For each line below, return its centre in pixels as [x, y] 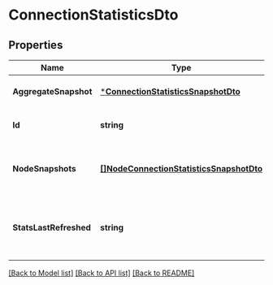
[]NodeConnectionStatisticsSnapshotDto [182, 168]
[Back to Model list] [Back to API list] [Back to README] [102, 273]
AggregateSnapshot [52, 91]
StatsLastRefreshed [52, 227]
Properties [36, 45]
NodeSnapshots [44, 168]
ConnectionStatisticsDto [93, 15]
